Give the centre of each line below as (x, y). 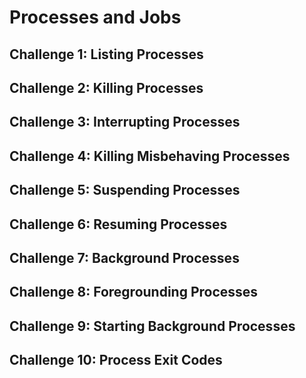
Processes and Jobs (95, 17)
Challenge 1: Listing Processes (106, 54)
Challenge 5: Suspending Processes (125, 190)
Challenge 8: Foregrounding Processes (134, 292)
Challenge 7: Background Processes (124, 257)
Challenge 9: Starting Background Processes (152, 326)
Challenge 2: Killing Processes (106, 87)
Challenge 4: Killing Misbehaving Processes (150, 156)
